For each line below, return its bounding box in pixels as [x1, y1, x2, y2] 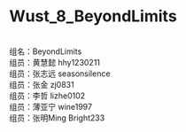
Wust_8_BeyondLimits [9, 6, 177, 27]
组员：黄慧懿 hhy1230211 [9, 57, 100, 67]
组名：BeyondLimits [9, 46, 82, 57]
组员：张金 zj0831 [9, 79, 74, 89]
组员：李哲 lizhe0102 [9, 90, 86, 101]
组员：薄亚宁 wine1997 [9, 101, 93, 112]
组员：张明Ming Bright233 [9, 113, 105, 123]
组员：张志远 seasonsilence [9, 68, 111, 79]
